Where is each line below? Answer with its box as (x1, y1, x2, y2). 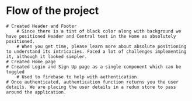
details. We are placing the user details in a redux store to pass (6, 84, 176, 90)
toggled (6, 68, 25, 75)
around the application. (6, 89, 67, 95)
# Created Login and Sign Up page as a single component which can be (6, 64, 181, 70)
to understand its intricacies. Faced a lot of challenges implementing (6, 48, 187, 55)
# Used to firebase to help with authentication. (16, 74, 140, 80)
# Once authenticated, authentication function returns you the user (6, 79, 179, 85)
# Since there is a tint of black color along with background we (16, 28, 181, 34)
